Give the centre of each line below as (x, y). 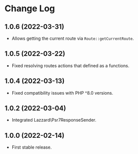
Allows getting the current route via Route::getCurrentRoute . (73, 38)
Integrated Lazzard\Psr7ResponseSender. (54, 120)
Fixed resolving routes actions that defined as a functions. (70, 65)
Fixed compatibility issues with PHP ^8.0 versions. (62, 93)
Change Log (30, 9)
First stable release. (32, 147)
